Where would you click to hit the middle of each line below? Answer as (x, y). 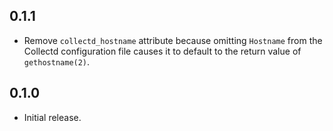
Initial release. (52, 117)
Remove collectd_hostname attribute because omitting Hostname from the (173, 40)
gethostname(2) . (57, 61)
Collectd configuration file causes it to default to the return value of (162, 51)
